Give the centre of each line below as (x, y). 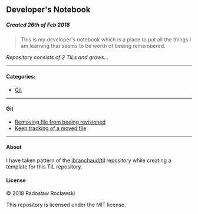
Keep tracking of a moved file (50, 128)
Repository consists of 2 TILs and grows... (57, 57)
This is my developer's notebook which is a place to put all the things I (106, 40)
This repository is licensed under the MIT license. (66, 205)
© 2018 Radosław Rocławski (41, 193)
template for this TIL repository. (44, 166)
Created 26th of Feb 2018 (38, 25)
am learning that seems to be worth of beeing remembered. (93, 46)
